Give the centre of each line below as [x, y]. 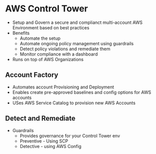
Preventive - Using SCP [44, 141]
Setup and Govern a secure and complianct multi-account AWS [78, 22]
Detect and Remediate [40, 118]
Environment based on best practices [51, 27]
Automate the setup [40, 38]
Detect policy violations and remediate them [65, 49]
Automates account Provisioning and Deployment [63, 87]
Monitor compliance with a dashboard [59, 54]
